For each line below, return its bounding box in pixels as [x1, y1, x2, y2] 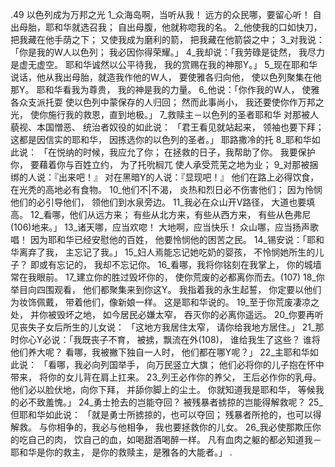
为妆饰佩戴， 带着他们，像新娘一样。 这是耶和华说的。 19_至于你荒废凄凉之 [10, 296, 320, 308]
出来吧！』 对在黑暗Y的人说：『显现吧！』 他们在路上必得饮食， [58, 171, 320, 183]
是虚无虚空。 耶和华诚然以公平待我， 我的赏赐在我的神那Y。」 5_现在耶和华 [10, 59, 318, 70]
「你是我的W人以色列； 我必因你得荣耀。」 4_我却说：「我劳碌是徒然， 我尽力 [10, 46, 326, 58]
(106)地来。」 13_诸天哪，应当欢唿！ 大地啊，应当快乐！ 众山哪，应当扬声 [10, 221, 310, 233]
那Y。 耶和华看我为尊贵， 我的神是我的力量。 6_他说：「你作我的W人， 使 [10, 84, 312, 95]
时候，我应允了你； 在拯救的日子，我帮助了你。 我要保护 [82, 146, 316, 158]
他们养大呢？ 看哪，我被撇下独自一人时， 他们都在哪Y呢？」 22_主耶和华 [10, 346, 310, 358]
